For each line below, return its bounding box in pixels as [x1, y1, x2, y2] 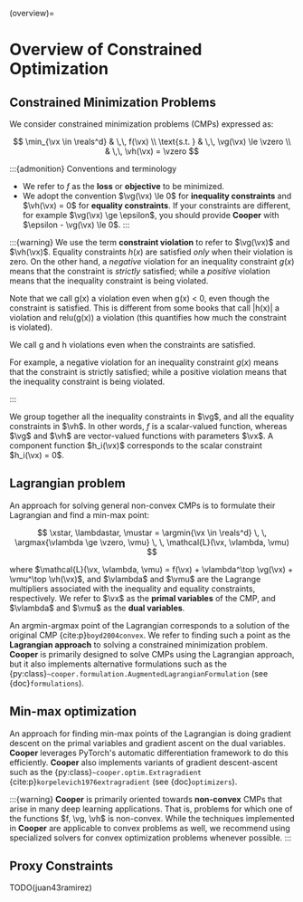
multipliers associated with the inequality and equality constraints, [9, 583, 256, 594]
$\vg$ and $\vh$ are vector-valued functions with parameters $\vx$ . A [9, 430, 274, 441]
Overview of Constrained [9, 40, 203, 60]
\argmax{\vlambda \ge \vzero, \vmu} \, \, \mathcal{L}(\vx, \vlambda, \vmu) [14, 536, 289, 547]
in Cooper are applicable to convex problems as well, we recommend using [9, 822, 291, 833]
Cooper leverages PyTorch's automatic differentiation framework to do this [9, 747, 289, 758]
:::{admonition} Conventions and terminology [9, 163, 177, 174]
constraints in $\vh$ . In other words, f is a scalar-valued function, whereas [9, 421, 288, 431]
